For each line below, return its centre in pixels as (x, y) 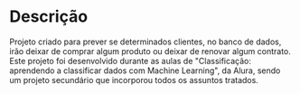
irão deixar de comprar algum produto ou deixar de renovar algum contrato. (150, 51)
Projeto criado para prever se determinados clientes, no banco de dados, (145, 42)
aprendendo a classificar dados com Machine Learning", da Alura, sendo (145, 70)
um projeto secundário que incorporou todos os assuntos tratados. (134, 80)
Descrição (49, 17)
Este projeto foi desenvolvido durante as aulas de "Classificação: (130, 61)
